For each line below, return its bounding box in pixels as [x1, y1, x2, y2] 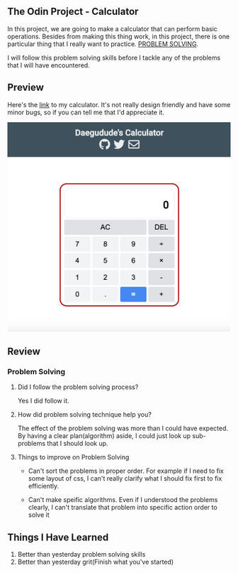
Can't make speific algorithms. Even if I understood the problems [28, 496, 218, 504]
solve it [28, 511, 50, 519]
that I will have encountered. [7, 60, 90, 70]
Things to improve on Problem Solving [17, 453, 130, 462]
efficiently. [28, 482, 59, 491]
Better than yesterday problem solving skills [17, 550, 146, 559]
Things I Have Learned [7, 531, 109, 543]
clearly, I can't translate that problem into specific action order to [28, 503, 217, 512]
